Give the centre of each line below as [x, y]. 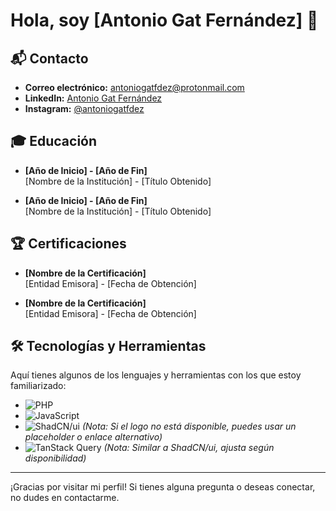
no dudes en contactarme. [65, 498]
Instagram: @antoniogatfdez [84, 108]
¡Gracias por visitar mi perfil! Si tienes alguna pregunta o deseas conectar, [163, 487]
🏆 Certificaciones [68, 244]
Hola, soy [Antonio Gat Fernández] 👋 [164, 20]
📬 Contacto [49, 58]
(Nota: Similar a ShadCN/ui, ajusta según [189, 448]
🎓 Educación [54, 141]
